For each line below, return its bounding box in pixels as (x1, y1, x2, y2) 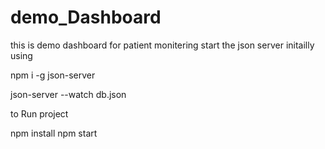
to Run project (10, 107, 69, 120)
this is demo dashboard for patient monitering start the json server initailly (10, 39, 315, 51)
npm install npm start (10, 127, 98, 139)
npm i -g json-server (10, 69, 96, 81)
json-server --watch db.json (10, 88, 127, 100)
